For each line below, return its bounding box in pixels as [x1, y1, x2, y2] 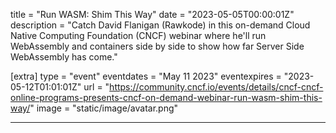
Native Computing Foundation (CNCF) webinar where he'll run [10, 30, 267, 41]
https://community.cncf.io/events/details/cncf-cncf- [109, 81, 324, 93]
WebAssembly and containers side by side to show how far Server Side [10, 40, 305, 52]
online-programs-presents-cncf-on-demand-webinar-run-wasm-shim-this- [10, 92, 323, 103]
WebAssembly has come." [10, 51, 118, 63]
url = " [83, 81, 110, 93]
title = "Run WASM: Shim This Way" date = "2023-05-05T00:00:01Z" [10, 9, 295, 20]
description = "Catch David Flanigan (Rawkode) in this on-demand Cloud [10, 19, 311, 31]
